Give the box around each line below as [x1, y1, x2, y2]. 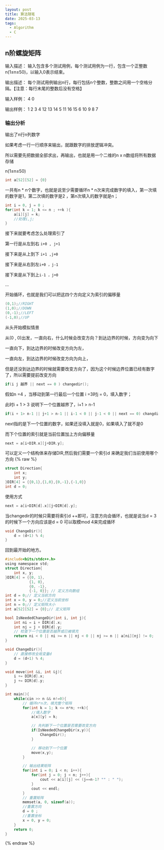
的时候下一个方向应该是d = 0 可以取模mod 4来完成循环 [5, 519, 116, 525]
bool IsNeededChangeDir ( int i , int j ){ [5, 615, 86, 620]
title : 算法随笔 [5, 12, 35, 17]
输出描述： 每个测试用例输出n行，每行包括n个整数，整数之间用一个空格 [5, 79, 148, 85]
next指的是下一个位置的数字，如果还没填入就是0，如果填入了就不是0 [5, 420, 143, 427]
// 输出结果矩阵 [22, 764, 51, 769]
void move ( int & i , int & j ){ [5, 669, 62, 674]
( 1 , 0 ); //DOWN [5, 306, 32, 311]
